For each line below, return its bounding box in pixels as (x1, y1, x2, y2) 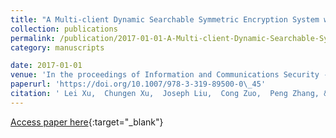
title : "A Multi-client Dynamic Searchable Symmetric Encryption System (10, 14, 320, 25)
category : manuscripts (10, 42, 105, 53)
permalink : (10, 33, 56, 43)
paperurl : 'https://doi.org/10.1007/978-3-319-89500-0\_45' (10, 79, 267, 90)
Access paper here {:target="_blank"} (10, 116, 164, 128)
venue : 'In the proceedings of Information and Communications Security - (10, 70, 329, 80)
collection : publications (10, 24, 118, 34)
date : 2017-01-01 (10, 61, 83, 71)
